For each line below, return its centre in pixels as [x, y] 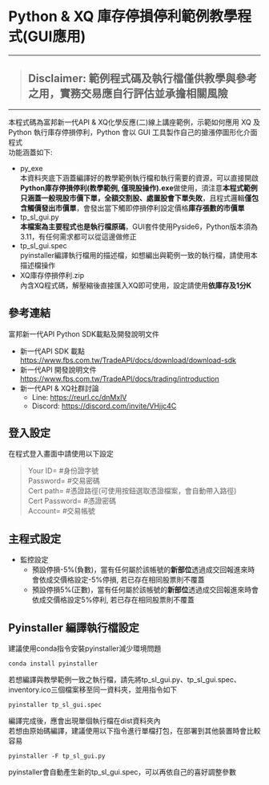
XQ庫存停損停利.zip [52, 275]
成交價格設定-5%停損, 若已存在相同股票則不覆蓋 [126, 580]
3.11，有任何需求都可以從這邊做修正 [78, 236]
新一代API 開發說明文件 [58, 370]
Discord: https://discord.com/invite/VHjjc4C [104, 406]
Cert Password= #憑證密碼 [72, 501]
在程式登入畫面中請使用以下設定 [61, 454]
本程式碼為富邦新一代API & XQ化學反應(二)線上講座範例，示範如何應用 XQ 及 [134, 122]
